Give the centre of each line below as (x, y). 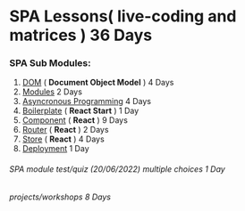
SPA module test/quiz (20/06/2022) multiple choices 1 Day (117, 169)
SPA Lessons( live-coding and (123, 16)
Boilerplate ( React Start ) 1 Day (80, 111)
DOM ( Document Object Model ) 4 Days (98, 83)
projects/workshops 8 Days (60, 197)
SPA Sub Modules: (50, 63)
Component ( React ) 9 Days (75, 120)
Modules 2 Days (52, 92)
